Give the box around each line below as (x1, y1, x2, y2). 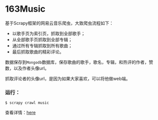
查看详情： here (5, 110, 36, 116)
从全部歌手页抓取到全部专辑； (12, 37, 72, 42)
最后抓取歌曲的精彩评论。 (12, 49, 64, 55)
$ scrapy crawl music (5, 100, 49, 105)
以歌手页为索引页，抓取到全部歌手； (12, 30, 86, 36)
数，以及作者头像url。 (5, 65, 49, 71)
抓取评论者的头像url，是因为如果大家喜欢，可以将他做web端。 (5, 76, 131, 81)
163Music (5, 3, 45, 15)
